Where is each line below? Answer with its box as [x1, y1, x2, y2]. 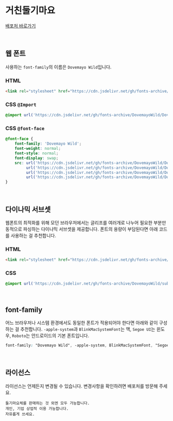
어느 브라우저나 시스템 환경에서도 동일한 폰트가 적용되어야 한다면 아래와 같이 [5, 320, 158, 326]
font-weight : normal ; [14, 146, 61, 151]
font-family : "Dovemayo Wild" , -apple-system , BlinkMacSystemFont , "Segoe [5, 343, 169, 348]
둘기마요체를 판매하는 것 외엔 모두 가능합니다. [5, 400, 90, 406]
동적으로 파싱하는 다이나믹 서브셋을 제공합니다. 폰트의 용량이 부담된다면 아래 [5, 226, 158, 232]
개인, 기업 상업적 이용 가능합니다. [5, 406, 69, 411]
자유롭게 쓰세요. [5, 411, 35, 417]
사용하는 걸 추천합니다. [10, 232, 57, 238]
